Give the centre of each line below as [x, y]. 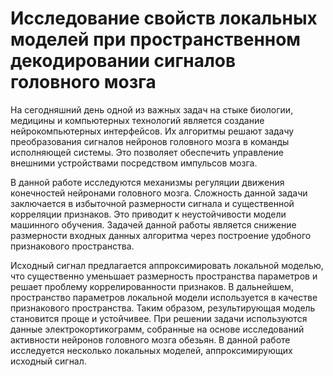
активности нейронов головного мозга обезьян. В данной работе [150, 339]
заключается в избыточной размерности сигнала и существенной [152, 203]
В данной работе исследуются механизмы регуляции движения [147, 182]
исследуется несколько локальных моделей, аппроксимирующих [151, 350]
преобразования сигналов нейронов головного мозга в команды [150, 141]
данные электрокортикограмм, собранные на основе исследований [157, 329]
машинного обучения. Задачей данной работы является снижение [153, 224]
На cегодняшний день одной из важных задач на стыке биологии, [152, 109]
